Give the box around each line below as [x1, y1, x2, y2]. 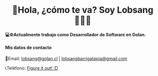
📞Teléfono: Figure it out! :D [5, 65, 58, 71]
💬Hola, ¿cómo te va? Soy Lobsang [12, 4, 154, 16]
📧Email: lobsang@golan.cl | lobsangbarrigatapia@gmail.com [5, 55, 127, 61]
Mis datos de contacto [5, 45, 52, 51]
